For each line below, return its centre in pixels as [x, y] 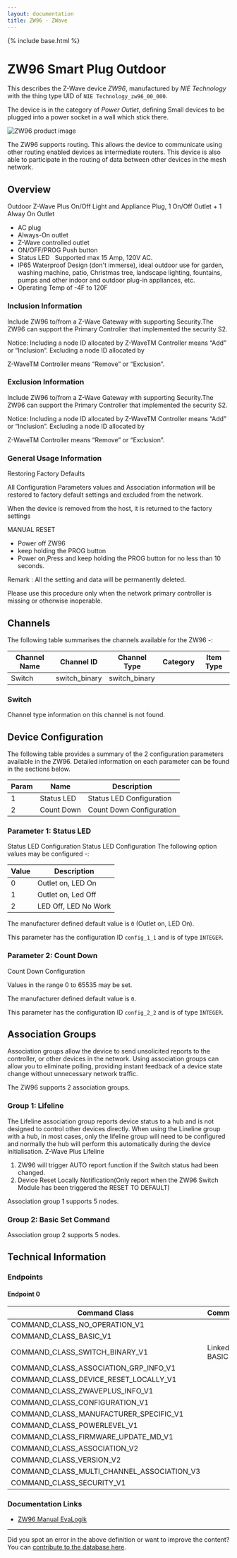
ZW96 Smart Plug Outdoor [87, 69]
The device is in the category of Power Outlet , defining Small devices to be [116, 110]
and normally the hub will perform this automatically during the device [109, 1144]
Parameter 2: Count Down [53, 956]
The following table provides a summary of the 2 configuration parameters [116, 754]
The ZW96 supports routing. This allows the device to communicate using [115, 145]
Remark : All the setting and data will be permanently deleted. [97, 579]
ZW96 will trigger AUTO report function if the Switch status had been [118, 1165]
